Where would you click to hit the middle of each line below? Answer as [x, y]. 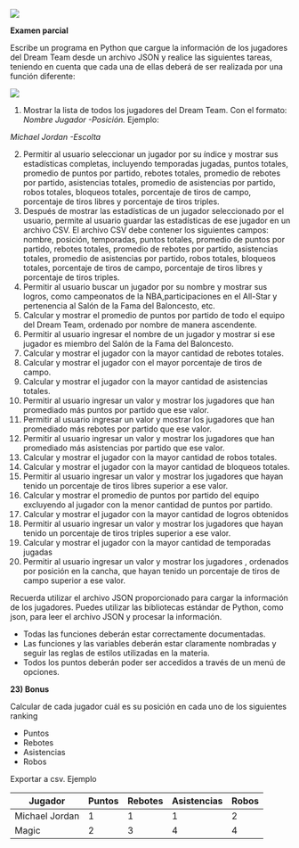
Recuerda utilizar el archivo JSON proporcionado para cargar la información [149, 598]
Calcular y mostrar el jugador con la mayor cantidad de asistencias [145, 382]
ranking [24, 716]
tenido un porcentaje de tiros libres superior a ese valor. [125, 486]
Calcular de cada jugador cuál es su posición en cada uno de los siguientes [149, 706]
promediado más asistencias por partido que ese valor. [124, 448]
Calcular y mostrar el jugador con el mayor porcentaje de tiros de [142, 362]
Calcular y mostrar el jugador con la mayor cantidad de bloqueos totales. [156, 467]
